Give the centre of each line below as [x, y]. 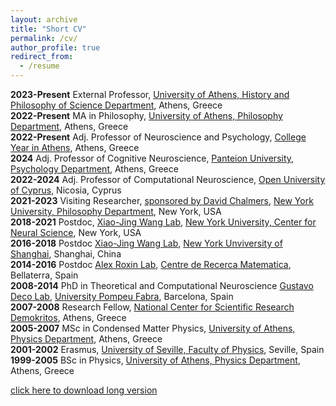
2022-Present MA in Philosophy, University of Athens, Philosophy [146, 115]
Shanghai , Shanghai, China [66, 254]
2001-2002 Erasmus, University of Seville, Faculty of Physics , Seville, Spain [167, 349]
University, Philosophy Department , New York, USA [116, 211]
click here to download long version [84, 390]
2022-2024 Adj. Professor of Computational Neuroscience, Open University [168, 179]
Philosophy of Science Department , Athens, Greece [116, 105]
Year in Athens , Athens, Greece [75, 147]
